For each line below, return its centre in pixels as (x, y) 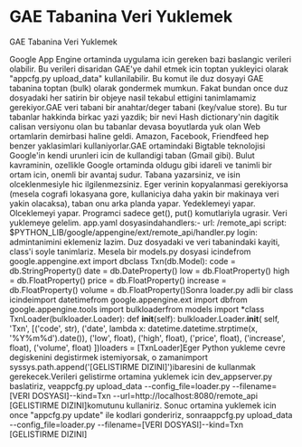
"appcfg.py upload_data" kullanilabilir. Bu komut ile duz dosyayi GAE (137, 78)
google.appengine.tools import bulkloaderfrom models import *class (137, 309)
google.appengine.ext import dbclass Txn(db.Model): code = (123, 261)
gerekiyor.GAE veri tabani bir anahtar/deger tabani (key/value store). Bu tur (148, 107)
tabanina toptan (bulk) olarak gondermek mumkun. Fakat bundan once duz (149, 88)
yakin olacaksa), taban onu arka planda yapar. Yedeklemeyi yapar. (132, 203)
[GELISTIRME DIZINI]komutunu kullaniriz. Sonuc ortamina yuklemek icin (143, 405)
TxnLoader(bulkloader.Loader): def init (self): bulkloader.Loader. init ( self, (145, 319)
